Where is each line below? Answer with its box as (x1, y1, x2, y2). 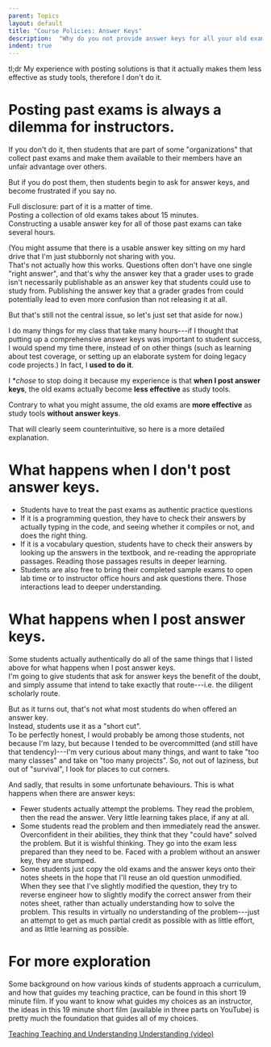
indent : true (8, 42, 52, 50)
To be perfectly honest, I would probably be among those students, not (8, 730, 244, 739)
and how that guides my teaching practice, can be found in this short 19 (8, 987, 247, 997)
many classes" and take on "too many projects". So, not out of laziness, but (8, 756, 259, 765)
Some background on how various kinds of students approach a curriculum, (8, 978, 261, 989)
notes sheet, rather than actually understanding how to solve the (19, 898, 236, 908)
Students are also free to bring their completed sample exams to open (19, 565, 253, 574)
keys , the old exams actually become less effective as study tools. (8, 384, 231, 394)
